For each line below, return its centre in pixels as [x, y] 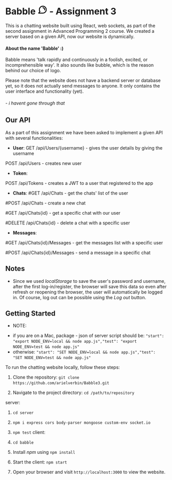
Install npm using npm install [44, 452]
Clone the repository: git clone [46, 377]
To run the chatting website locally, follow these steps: [63, 367]
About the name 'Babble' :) [35, 48]
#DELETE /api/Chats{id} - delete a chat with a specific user [68, 223]
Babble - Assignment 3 [61, 12]
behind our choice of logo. [33, 71]
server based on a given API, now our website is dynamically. [70, 36]
